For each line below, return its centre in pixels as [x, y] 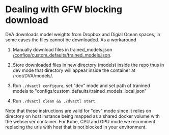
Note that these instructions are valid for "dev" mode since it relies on [78, 111]
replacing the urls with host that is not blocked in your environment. [76, 127]
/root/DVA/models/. [33, 75]
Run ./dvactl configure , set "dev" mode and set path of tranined [81, 86]
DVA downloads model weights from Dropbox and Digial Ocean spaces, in [83, 34]
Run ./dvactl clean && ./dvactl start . [54, 101]
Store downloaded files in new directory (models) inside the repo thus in [88, 65]
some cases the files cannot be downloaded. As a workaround [71, 40]
